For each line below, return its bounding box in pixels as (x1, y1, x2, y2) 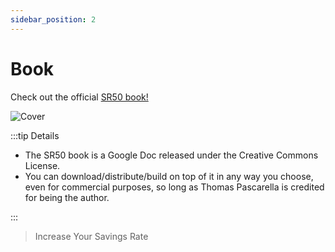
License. (24, 159, 61, 171)
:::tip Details (10, 129, 60, 141)
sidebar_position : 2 (10, 14, 97, 25)
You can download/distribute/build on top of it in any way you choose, (24, 170, 314, 182)
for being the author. (24, 191, 110, 203)
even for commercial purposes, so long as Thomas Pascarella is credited (24, 181, 325, 193)
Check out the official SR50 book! (10, 91, 149, 103)
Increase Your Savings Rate (34, 230, 149, 242)
